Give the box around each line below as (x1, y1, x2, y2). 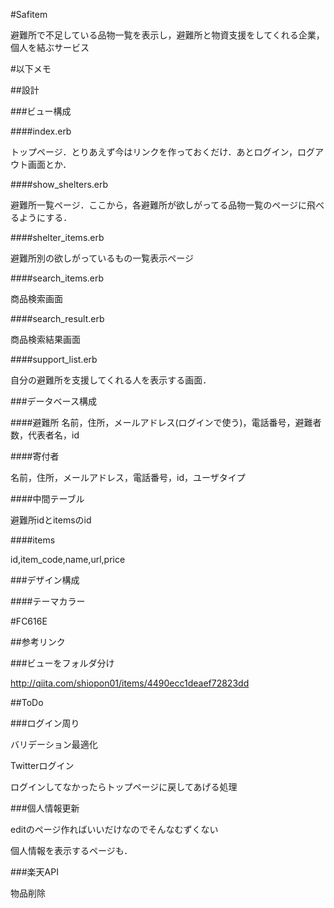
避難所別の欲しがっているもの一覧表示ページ (10, 252, 195, 264)
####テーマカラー (10, 595, 86, 607)
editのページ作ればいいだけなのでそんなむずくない (10, 824, 219, 835)
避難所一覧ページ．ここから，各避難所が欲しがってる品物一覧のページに (10, 199, 308, 211)
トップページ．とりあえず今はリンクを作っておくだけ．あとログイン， (10, 146, 298, 158)
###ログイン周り (10, 717, 80, 729)
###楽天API (10, 866, 59, 878)
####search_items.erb (10, 272, 105, 284)
